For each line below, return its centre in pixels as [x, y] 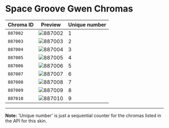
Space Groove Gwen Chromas [69, 9]
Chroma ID [21, 25]
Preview [51, 25]
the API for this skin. [26, 120]
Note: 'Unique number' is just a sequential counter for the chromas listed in [83, 115]
